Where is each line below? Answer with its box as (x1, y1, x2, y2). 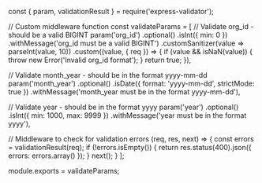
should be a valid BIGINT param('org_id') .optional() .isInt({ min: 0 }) (8, 31, 228, 39)
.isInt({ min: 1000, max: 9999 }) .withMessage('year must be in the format (8, 111, 247, 120)
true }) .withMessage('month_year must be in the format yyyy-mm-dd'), (8, 87, 241, 97)
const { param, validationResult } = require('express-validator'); (8, 7, 215, 16)
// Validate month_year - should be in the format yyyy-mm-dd (8, 71, 208, 79)
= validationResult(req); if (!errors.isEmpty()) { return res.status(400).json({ (8, 143, 253, 152)
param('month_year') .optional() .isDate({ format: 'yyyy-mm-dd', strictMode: (8, 79, 255, 88)
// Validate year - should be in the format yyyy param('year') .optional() (8, 102, 239, 112)
